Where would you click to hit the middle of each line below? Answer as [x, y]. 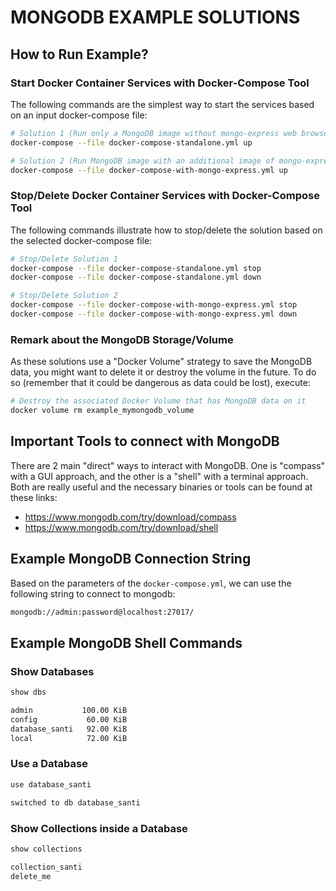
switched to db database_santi [75, 802]
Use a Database [49, 764]
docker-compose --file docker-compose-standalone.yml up [131, 142]
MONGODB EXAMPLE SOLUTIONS [155, 17]
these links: [34, 497]
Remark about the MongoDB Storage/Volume [122, 339]
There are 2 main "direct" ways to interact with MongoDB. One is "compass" [168, 465]
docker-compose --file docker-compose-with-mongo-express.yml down [154, 314]
